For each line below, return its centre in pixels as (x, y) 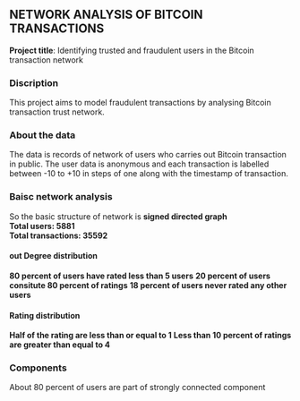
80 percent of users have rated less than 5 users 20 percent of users (140, 276)
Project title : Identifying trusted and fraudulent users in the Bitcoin (132, 50)
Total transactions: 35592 (59, 235)
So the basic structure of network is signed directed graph (118, 216)
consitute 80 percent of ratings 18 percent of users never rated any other (148, 285)
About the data (43, 135)
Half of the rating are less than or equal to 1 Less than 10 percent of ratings (150, 336)
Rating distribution (45, 315)
